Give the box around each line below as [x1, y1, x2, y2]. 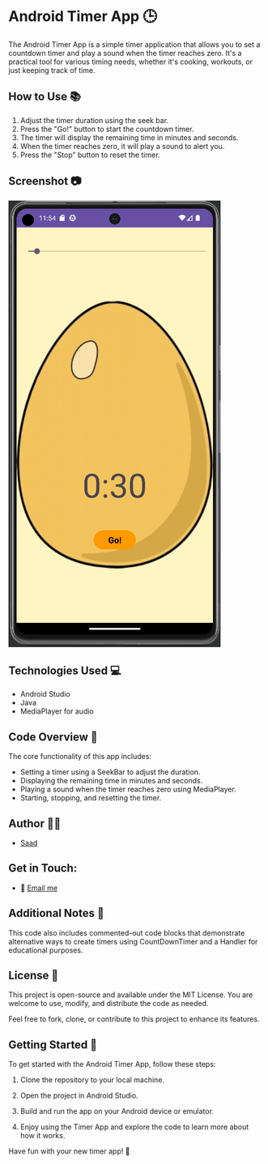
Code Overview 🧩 [8, 730, 99, 744]
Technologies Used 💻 [8, 663, 121, 677]
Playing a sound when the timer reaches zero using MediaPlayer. [19, 784, 236, 795]
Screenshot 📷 [8, 174, 83, 188]
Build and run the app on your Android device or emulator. [19, 1106, 215, 1116]
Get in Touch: [8, 861, 78, 876]
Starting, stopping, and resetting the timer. [19, 793, 162, 803]
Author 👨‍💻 [8, 817, 62, 830]
